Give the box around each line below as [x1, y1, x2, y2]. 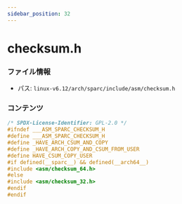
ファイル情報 [7, 67, 51, 76]
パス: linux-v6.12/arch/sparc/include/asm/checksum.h [17, 84, 176, 93]
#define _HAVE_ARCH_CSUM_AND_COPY [7, 140, 109, 147]
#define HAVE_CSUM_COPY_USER [7, 152, 93, 159]
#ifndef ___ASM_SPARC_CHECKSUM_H [7, 126, 105, 133]
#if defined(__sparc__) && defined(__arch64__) [7, 158, 150, 165]
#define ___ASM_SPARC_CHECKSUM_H [7, 132, 105, 140]
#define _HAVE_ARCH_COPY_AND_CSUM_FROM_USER [7, 145, 140, 153]
